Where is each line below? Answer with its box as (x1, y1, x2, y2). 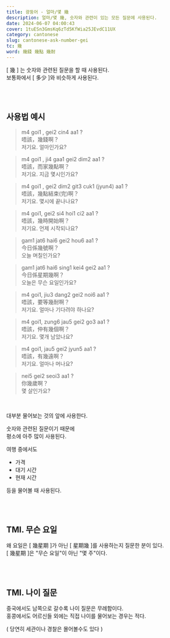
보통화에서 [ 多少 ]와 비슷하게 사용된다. (6, 74, 99, 81)
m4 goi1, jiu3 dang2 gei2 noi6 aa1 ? (21, 291, 110, 298)
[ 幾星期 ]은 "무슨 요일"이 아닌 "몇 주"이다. (6, 549, 108, 557)
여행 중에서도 (6, 445, 38, 452)
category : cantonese (6, 32, 59, 38)
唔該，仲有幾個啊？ (21, 325, 70, 333)
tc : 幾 (6, 43, 23, 49)
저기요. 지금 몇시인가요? (21, 170, 78, 178)
